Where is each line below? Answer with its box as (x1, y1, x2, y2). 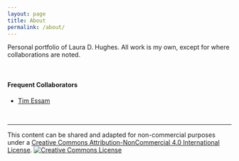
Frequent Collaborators (7, 80, 78, 89)
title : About (7, 17, 46, 24)
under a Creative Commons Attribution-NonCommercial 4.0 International (7, 138, 221, 146)
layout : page (7, 10, 46, 18)
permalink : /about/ (7, 23, 65, 30)
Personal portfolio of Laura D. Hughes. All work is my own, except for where (7, 43, 230, 52)
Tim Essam (17, 96, 51, 105)
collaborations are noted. (7, 50, 80, 59)
